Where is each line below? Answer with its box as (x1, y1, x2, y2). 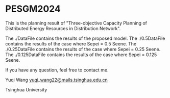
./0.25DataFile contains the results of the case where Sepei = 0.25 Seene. (5, 46, 161, 52)
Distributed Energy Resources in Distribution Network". (5, 25, 121, 31)
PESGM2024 (5, 3, 61, 15)
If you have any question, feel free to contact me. (5, 67, 109, 73)
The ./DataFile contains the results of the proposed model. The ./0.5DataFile (5, 35, 165, 41)
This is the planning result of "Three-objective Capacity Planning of (5, 20, 147, 26)
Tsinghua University (5, 86, 47, 92)
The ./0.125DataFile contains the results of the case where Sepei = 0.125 (5, 52, 157, 58)
